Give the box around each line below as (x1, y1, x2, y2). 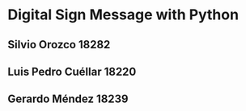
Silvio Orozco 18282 (7, 38, 111, 51)
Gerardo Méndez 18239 (7, 92, 129, 106)
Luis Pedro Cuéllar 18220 (7, 64, 137, 78)
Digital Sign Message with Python (7, 6, 240, 24)
